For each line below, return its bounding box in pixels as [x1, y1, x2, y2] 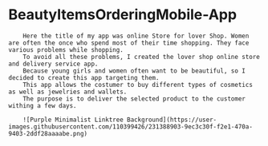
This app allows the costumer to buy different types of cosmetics [22, 81, 253, 89]
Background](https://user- [127, 116, 217, 124]
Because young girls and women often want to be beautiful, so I [22, 66, 246, 75]
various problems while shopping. [8, 45, 124, 53]
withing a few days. [8, 101, 78, 109]
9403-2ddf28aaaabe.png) [8, 129, 88, 137]
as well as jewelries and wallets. [8, 88, 128, 96]
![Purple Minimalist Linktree [22, 116, 124, 124]
